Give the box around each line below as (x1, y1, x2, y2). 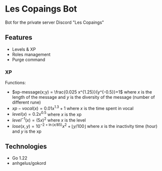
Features (5, 33, 32, 42)
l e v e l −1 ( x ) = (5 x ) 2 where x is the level (12, 116, 86, 123)
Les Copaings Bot (5, 3, 77, 15)
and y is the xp (12, 128, 42, 134)
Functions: (5, 80, 26, 86)
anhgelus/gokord (12, 160, 46, 166)
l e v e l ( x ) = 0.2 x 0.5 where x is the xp (12, 110, 82, 117)
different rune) (12, 99, 41, 105)
